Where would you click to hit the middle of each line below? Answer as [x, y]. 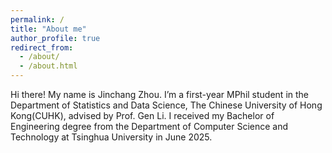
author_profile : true [55, 38]
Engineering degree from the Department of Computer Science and [149, 126]
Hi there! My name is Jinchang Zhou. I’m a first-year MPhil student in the [159, 94]
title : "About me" [48, 29]
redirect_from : [42, 47]
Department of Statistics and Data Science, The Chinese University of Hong [166, 105]
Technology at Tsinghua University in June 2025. [111, 137]
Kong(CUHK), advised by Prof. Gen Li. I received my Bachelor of [142, 115]
